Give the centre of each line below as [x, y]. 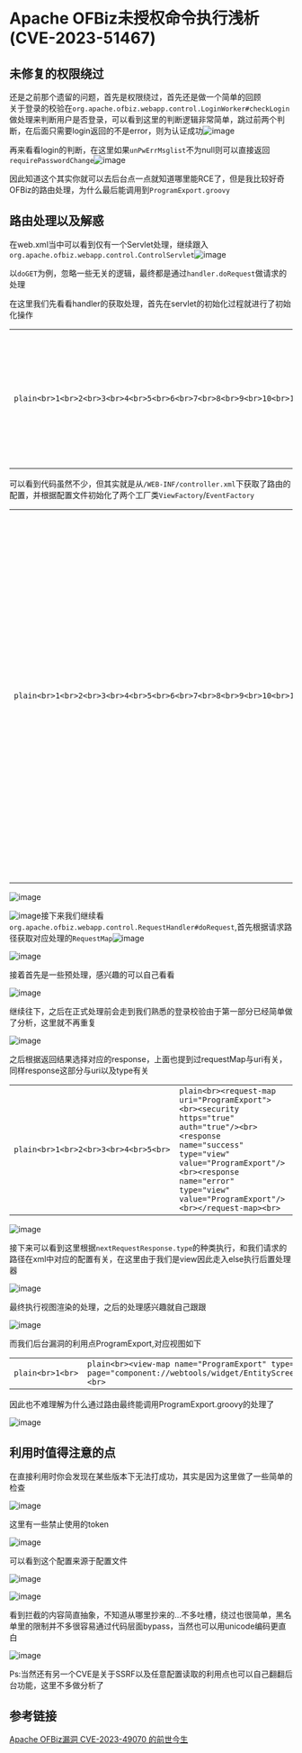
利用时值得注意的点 [62, 1453]
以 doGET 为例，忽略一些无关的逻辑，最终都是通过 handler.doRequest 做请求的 [148, 273]
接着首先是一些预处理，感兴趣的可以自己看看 [92, 975]
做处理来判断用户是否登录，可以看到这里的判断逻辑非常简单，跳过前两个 [143, 119]
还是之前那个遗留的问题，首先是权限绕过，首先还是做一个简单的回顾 [135, 97]
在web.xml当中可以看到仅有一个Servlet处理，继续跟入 [109, 244]
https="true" [207, 1117]
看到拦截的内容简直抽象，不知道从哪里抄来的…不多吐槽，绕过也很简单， [143, 1614]
